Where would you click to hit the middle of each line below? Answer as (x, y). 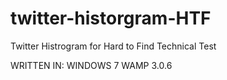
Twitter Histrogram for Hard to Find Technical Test (113, 46)
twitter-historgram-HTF (111, 18)
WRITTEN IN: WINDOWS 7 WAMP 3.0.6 (91, 65)
